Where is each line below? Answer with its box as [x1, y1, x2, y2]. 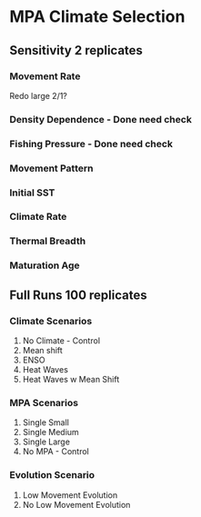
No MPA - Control [22, 446, 89, 457]
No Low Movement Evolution [22, 499, 131, 510]
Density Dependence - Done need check [9, 113, 193, 125]
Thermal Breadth [9, 234, 86, 247]
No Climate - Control [22, 335, 101, 346]
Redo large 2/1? [9, 90, 68, 101]
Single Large [22, 436, 71, 447]
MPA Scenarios [9, 396, 79, 409]
